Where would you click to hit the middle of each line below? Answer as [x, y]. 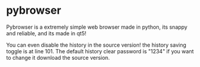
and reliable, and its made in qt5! [46, 33]
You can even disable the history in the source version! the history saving [96, 45]
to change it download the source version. [58, 57]
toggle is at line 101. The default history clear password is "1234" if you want [100, 51]
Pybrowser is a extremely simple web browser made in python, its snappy [97, 27]
